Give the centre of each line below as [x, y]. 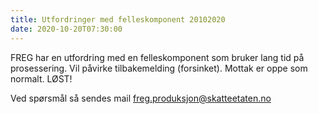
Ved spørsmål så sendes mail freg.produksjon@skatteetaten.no [141, 98]
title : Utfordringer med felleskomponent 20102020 [118, 19]
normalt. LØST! [41, 78]
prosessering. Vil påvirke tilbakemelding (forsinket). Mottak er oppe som [159, 68]
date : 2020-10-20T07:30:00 [66, 29]
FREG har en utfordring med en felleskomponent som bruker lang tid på [157, 57]
